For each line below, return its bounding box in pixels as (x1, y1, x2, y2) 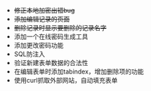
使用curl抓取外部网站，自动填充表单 (13, 76, 118, 84)
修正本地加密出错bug (13, 6, 75, 14)
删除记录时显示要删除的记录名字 (13, 24, 107, 31)
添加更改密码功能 (13, 41, 64, 49)
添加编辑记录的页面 (13, 15, 70, 23)
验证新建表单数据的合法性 (13, 59, 88, 66)
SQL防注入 (13, 50, 46, 58)
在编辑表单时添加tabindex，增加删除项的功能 (13, 67, 144, 76)
